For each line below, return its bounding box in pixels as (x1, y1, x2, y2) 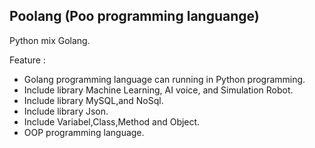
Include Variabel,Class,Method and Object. (23, 115, 201, 128)
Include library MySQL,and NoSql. (23, 94, 164, 106)
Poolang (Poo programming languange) (9, 8, 260, 25)
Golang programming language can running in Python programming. (23, 73, 306, 85)
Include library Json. (23, 105, 109, 117)
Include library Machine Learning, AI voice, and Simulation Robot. (23, 84, 294, 96)
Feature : (9, 54, 46, 66)
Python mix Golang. (9, 34, 91, 46)
